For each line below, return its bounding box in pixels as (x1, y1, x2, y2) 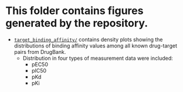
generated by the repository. (5, 16, 148, 30)
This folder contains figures (5, 4, 144, 18)
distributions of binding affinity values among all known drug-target (13, 42, 177, 49)
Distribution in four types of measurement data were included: (22, 54, 174, 62)
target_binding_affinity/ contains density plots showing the (13, 36, 163, 43)
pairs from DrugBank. (13, 48, 66, 55)
